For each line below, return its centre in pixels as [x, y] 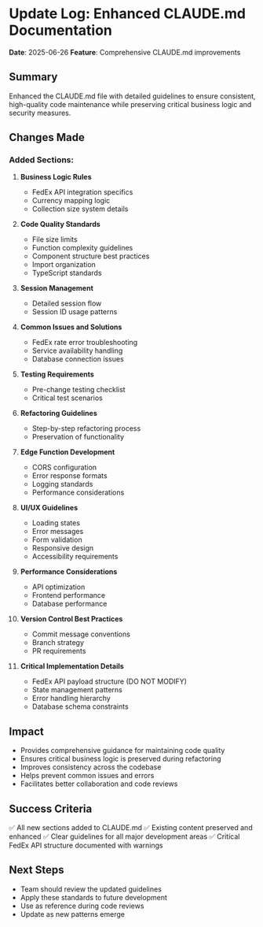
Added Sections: [41, 160]
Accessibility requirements [75, 557]
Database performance [69, 604]
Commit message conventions [81, 634]
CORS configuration [64, 467]
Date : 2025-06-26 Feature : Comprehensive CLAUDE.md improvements [125, 52]
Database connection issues [78, 359]
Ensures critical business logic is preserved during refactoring [121, 759]
